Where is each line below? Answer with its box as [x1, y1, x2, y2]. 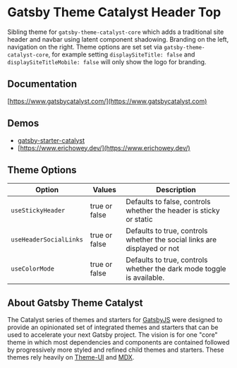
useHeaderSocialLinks [11, 236, 83, 244]
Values [92, 185, 116, 195]
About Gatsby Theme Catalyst [7, 297, 143, 309]
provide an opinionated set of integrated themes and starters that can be [7, 323, 219, 332]
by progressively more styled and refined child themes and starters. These [7, 345, 224, 354]
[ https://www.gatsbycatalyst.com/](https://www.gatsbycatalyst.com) [7, 97, 207, 105]
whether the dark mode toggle [126, 264, 226, 274]
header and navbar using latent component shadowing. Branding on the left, [7, 35, 229, 43]
